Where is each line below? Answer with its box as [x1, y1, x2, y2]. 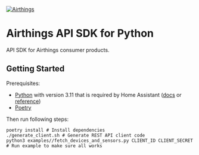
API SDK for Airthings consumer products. [6, 46, 110, 53]
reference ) [14, 98, 41, 105]
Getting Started [6, 63, 65, 74]
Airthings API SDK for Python [6, 27, 154, 40]
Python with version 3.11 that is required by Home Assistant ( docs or [14, 91, 182, 98]
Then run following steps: [6, 116, 69, 123]
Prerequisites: [6, 80, 41, 87]
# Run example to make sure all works [6, 142, 102, 149]
